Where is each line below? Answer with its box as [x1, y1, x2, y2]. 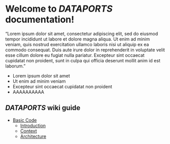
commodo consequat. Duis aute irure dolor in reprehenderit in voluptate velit [5, 47, 165, 53]
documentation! [5, 14, 75, 25]
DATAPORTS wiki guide [5, 103, 81, 112]
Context [20, 128, 37, 134]
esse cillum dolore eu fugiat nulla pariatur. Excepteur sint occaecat [5, 52, 145, 58]
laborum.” [5, 63, 26, 69]
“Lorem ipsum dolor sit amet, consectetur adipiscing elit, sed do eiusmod [5, 30, 158, 37]
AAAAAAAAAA [12, 89, 45, 95]
